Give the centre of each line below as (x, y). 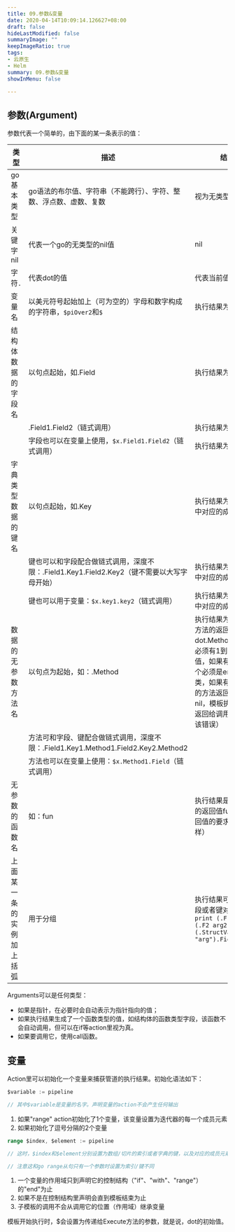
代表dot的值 (48, 278)
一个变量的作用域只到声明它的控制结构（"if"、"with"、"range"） (110, 1180)
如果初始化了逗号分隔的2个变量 (62, 1128)
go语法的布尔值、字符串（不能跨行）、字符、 (101, 191)
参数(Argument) (43, 115)
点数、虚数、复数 (78, 202)
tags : (15, 53)
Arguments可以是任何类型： (48, 995)
